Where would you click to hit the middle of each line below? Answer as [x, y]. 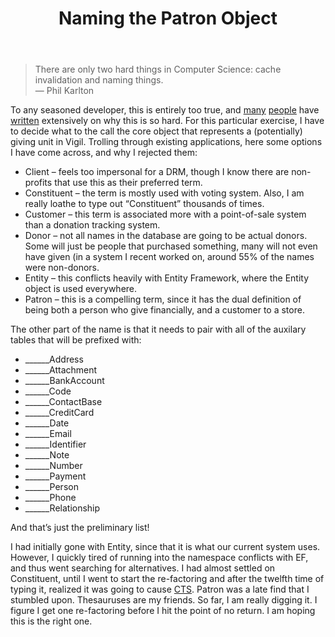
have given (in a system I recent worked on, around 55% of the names [169, 257]
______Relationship [62, 508]
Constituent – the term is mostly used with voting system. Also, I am [164, 193]
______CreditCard [59, 413]
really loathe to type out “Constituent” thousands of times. [144, 204]
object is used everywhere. [81, 289]
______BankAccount [64, 381]
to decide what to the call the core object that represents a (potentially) [156, 131]
